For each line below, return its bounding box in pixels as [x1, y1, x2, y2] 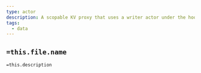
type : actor [6, 8, 36, 15]
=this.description [6, 62, 52, 68]
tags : [6, 20, 20, 26]
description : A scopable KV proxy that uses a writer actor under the [6, 14, 186, 20]
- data [11, 25, 28, 32]
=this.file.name [6, 47, 67, 56]
